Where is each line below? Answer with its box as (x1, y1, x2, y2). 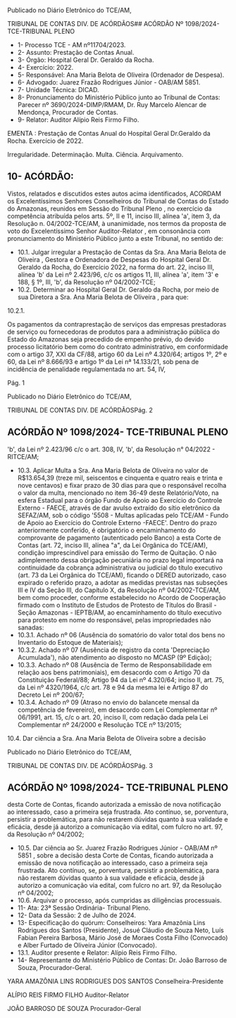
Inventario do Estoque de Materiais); (17, 638, 123, 646)
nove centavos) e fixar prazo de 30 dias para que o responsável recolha (17, 481, 227, 489)
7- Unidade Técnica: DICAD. (17, 86, 100, 94)
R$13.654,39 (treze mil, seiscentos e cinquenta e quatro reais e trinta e (17, 473, 223, 482)
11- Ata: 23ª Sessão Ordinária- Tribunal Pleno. (17, 904, 151, 912)
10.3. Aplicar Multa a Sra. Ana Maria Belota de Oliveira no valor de (17, 466, 209, 475)
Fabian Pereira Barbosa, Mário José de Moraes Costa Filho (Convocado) (17, 934, 228, 942)
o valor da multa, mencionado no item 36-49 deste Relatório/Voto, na (17, 489, 219, 497)
